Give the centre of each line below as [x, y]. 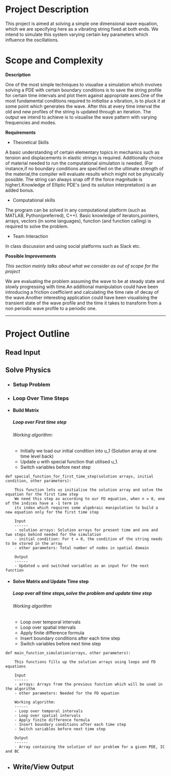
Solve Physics [28, 370]
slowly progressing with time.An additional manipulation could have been [82, 287]
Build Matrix [26, 410]
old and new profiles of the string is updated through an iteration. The [78, 111]
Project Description [47, 9]
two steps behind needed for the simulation [53, 534]
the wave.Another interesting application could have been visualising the [81, 297]
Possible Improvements [31, 256]
